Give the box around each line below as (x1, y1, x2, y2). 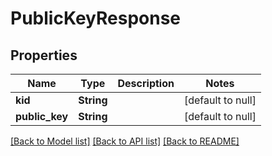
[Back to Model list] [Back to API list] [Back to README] (10, 135, 240, 147)
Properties (10, 47, 78, 64)
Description (117, 77, 175, 90)
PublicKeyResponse (10, 7, 182, 30)
